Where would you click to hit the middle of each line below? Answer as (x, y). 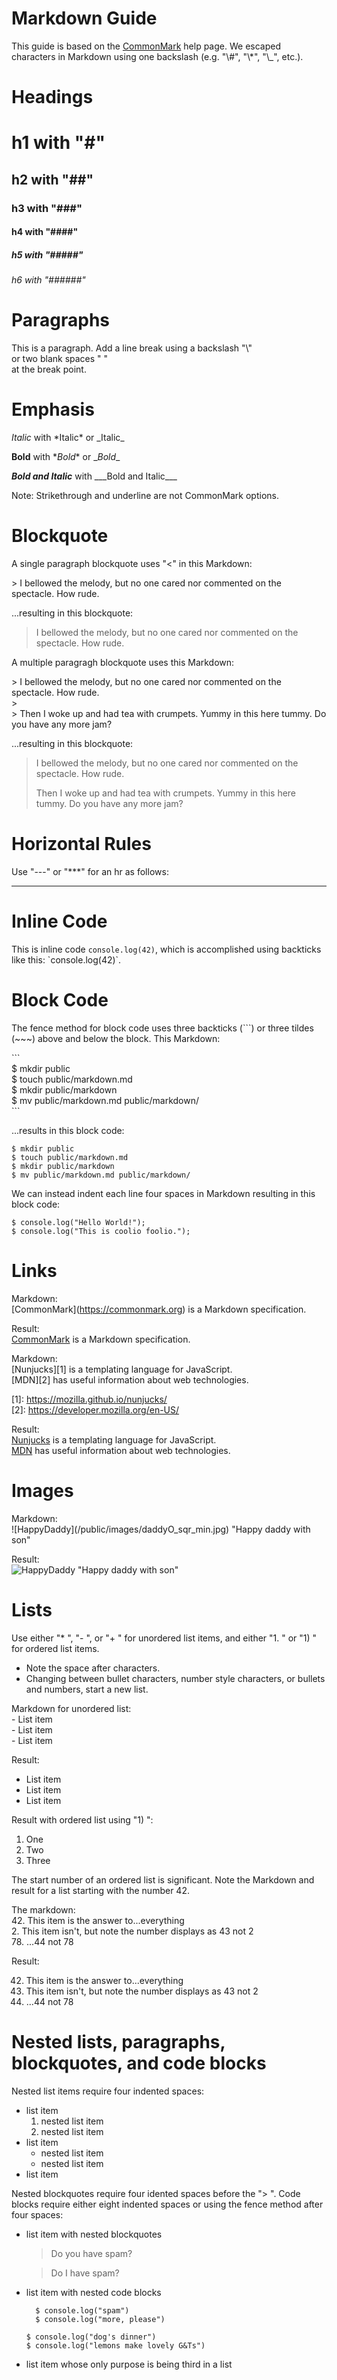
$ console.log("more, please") (100, 2319)
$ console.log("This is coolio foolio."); (101, 1231)
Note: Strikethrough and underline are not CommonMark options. (145, 496)
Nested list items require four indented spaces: (108, 2091)
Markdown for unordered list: (71, 1708)
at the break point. (49, 369)
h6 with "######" (48, 280)
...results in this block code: (68, 1130)
